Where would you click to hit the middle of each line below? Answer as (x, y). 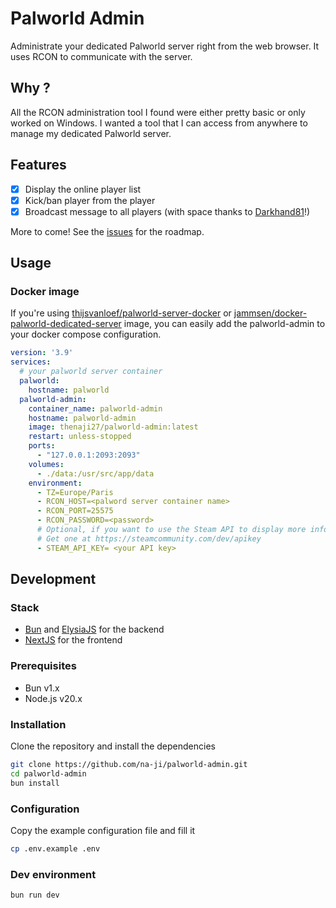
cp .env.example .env (55, 848)
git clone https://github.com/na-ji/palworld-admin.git (129, 764)
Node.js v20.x (53, 698)
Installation (38, 724)
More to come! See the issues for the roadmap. (107, 231)
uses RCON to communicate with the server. (101, 56)
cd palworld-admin (48, 773)
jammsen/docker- (270, 313)
